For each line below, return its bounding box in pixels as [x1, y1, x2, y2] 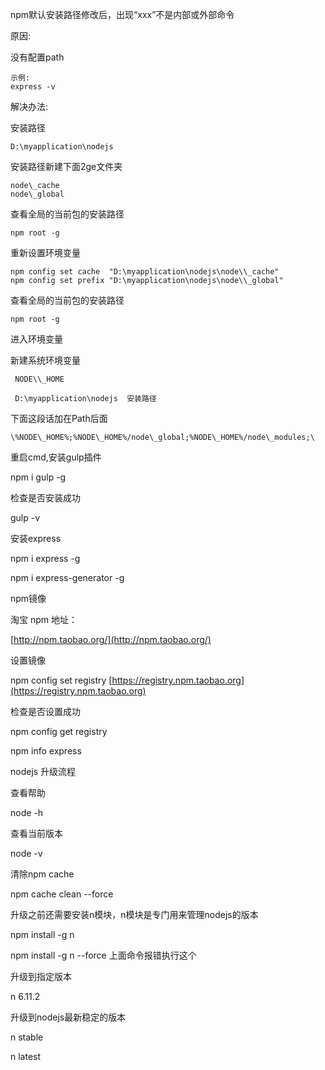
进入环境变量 [10, 333, 63, 345]
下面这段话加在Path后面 [10, 413, 108, 424]
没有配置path [10, 51, 65, 63]
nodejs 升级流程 [10, 766, 77, 777]
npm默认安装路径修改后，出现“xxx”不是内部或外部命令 [10, 9, 235, 20]
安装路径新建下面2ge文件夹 [10, 161, 123, 172]
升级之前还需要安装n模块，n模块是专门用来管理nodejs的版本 [10, 909, 259, 920]
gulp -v [10, 512, 41, 523]
